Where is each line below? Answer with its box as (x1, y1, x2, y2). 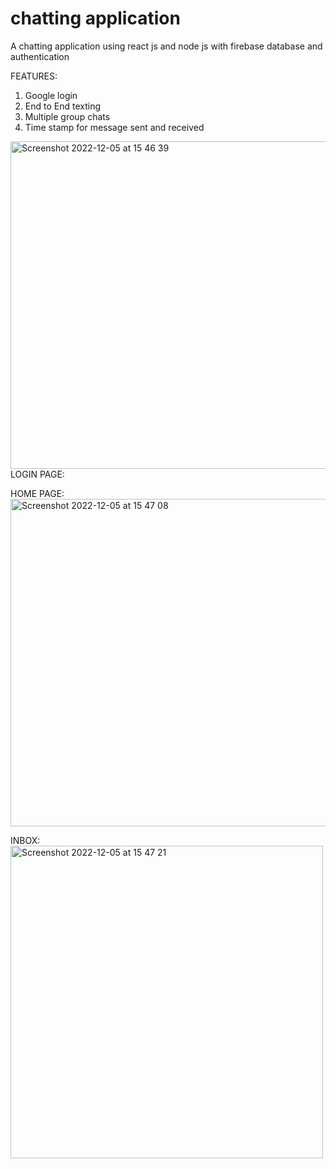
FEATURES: (10, 70, 58, 82)
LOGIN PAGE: (10, 468, 65, 480)
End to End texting (24, 100, 101, 112)
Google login (24, 89, 78, 101)
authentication (10, 50, 70, 62)
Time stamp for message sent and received (24, 121, 205, 133)
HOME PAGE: (10, 487, 65, 499)
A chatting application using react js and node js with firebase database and (10, 40, 323, 52)
